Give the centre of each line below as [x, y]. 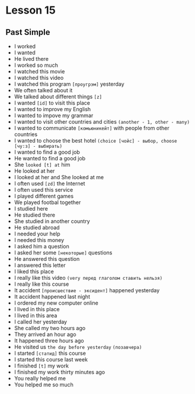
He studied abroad [37, 227]
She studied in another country [52, 221]
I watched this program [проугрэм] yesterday [69, 84]
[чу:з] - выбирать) [38, 146]
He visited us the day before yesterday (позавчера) [78, 347]
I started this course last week [51, 359]
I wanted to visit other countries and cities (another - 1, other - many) [102, 122]
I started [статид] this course [50, 353]
